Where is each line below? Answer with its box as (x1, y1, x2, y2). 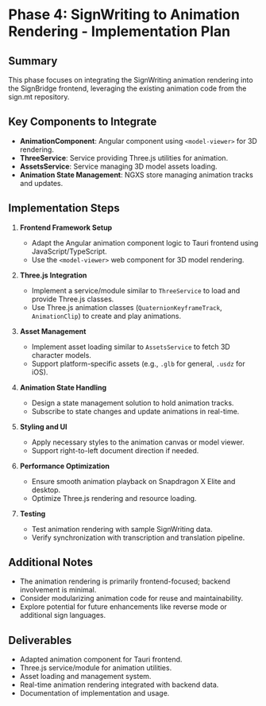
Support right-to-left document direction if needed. (31, 445, 199, 455)
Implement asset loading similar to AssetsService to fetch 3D (31, 342, 230, 351)
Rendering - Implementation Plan (8, 22, 231, 41)
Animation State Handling (19, 382, 107, 392)
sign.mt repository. (8, 92, 70, 101)
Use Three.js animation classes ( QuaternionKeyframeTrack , (31, 302, 222, 312)
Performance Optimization (19, 461, 110, 471)
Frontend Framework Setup (19, 223, 113, 232)
